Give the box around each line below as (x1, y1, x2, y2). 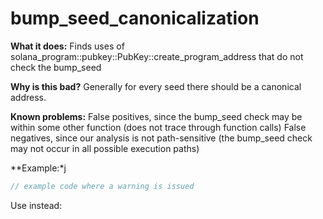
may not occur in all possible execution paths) (10, 142, 200, 154)
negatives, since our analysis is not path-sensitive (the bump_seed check (10, 132, 313, 144)
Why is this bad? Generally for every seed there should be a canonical (10, 80, 302, 92)
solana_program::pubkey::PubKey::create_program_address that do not (10, 50, 304, 62)
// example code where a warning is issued (10, 181, 195, 191)
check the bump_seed (10, 61, 102, 73)
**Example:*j (10, 162, 67, 174)
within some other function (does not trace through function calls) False (10, 121, 307, 133)
